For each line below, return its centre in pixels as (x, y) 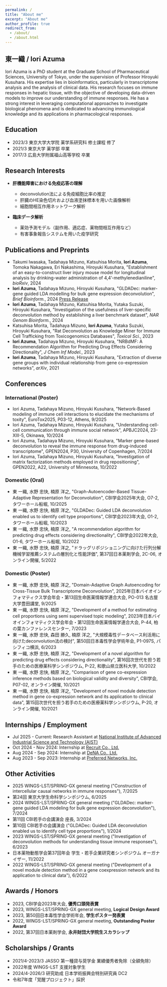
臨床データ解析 (28, 217)
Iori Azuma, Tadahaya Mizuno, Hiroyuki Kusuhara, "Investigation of (81, 456)
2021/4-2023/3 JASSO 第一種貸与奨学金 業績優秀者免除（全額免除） (83, 961)
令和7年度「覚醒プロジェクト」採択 (49, 980)
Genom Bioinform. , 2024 (38, 321)
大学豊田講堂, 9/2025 (34, 604)
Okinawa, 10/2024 (45, 435)
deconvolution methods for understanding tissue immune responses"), (85, 842)
